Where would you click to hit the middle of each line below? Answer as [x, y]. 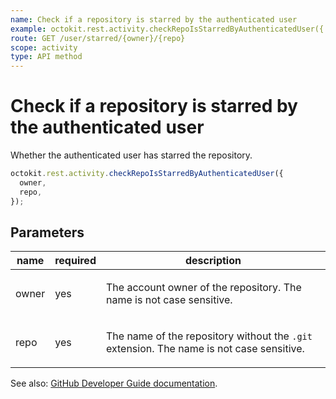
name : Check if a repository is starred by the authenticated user [154, 19]
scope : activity [44, 47]
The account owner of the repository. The [203, 288]
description [213, 261]
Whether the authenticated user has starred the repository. [131, 155]
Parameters [47, 232]
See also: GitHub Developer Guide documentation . [114, 383]
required [75, 261]
